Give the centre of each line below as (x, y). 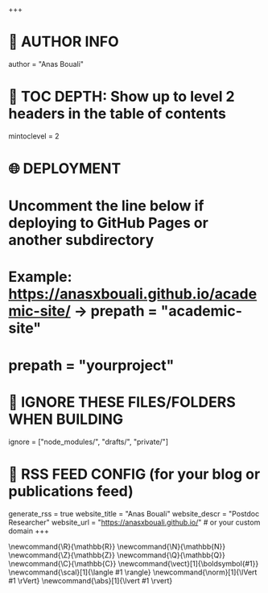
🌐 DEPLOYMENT (65, 169)
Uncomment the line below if (106, 206)
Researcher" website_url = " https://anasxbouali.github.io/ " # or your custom (134, 522)
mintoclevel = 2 (34, 136)
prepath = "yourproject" (91, 365)
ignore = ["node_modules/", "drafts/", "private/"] (89, 442)
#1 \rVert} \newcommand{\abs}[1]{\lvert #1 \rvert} (91, 580)
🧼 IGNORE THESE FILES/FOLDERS (122, 402)
